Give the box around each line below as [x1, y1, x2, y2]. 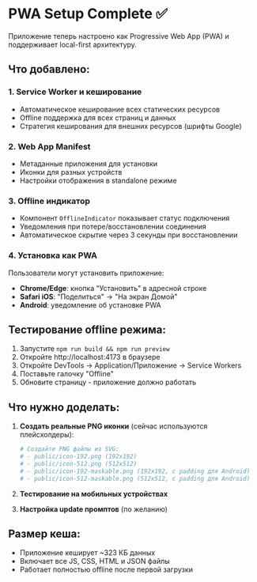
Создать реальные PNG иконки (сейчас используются [19, 421, 208, 431]
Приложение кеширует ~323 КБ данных [19, 548, 156, 557]
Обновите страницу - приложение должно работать [19, 377, 197, 387]
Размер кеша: [8, 527, 81, 540]
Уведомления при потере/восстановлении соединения [19, 222, 207, 232]
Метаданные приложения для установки [19, 159, 158, 168]
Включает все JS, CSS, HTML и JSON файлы [19, 557, 170, 566]
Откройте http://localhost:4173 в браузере [19, 353, 161, 362]
